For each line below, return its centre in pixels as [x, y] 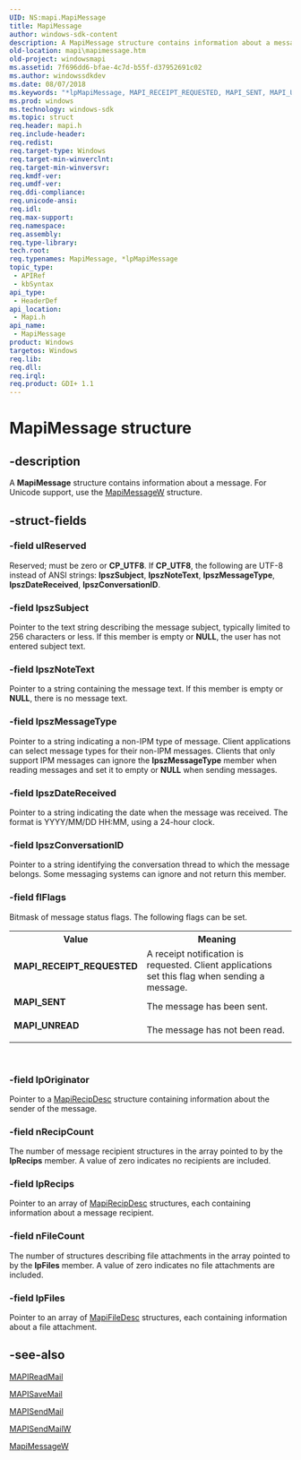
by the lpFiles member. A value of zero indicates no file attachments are [142, 1265]
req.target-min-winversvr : [60, 167]
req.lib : [26, 359]
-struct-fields [48, 520]
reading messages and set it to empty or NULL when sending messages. [143, 769]
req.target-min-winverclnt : [62, 159]
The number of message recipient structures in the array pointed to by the [146, 1151]
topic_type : [31, 268]
